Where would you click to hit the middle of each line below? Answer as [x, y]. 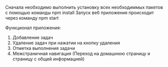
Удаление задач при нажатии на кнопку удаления [66, 43]
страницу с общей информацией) [48, 59]
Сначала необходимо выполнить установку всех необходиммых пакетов [84, 7]
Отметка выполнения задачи [44, 48]
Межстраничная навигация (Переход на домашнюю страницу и [81, 53]
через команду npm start [32, 18]
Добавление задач [33, 38]
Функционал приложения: [33, 28]
